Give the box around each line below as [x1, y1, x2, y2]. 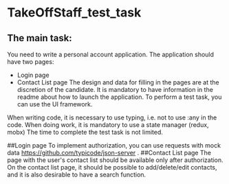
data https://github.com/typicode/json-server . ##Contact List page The [7, 149, 212, 157]
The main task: [7, 32, 72, 44]
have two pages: [7, 58, 54, 66]
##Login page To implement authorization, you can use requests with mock [7, 141, 221, 149]
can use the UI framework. [17, 100, 93, 108]
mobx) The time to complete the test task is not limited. [7, 128, 163, 136]
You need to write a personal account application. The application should [7, 50, 215, 58]
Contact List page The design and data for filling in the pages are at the [17, 78, 219, 87]
